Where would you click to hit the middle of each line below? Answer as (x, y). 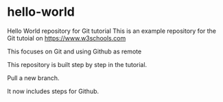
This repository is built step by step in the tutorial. (77, 64)
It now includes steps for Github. (53, 91)
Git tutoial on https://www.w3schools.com (67, 38)
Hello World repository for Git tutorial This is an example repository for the (112, 31)
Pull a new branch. (33, 78)
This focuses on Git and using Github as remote (74, 51)
